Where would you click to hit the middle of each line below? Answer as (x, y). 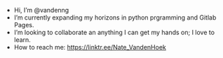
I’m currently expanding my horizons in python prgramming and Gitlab (115, 17)
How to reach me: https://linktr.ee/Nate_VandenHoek (90, 47)
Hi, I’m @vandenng (41, 10)
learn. (22, 40)
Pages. (24, 25)
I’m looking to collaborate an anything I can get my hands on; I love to (114, 32)
